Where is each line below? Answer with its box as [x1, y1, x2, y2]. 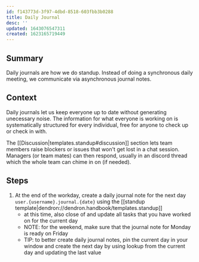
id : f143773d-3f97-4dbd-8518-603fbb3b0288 [6, 8, 114, 15]
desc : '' [6, 20, 28, 26]
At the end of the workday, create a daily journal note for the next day [14, 191, 186, 199]
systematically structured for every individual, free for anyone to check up [6, 121, 189, 129]
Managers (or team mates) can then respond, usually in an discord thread [6, 152, 188, 159]
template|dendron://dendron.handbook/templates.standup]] [14, 204, 163, 211]
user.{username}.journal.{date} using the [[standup [14, 198, 145, 205]
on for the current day [23, 217, 78, 224]
